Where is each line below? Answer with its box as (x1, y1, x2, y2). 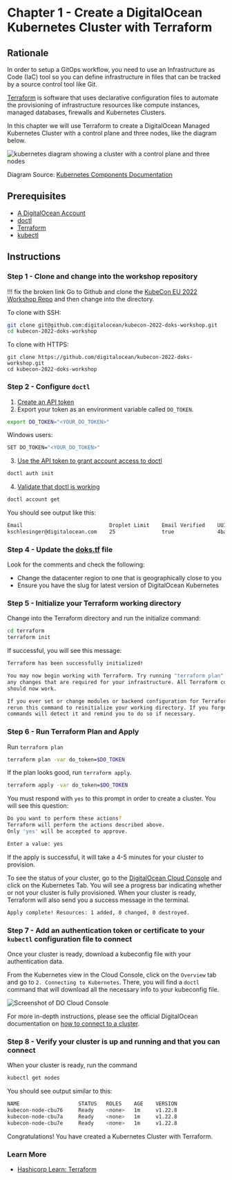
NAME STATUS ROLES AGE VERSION (7, 1100, 177, 1107)
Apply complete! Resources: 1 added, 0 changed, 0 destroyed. (7, 909, 190, 916)
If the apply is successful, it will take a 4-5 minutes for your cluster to (7, 853, 204, 861)
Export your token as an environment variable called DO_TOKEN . (17, 405, 194, 413)
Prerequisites (7, 190, 66, 202)
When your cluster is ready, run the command (7, 1061, 137, 1069)
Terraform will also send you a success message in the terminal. (7, 896, 190, 904)
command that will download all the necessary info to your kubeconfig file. (7, 985, 220, 993)
